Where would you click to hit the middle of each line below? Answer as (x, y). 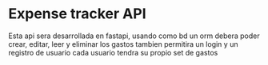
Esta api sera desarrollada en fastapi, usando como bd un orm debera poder (134, 36)
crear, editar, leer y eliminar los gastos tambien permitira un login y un (123, 44)
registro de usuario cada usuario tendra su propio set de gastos (113, 52)
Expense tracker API (77, 14)
